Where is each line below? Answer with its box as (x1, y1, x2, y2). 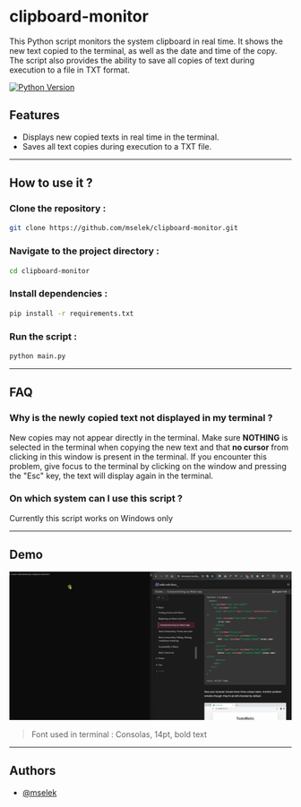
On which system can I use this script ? (9, 493, 184, 505)
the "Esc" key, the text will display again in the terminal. (9, 470, 213, 481)
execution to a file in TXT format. (9, 64, 130, 75)
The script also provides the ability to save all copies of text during (9, 55, 255, 65)
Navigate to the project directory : (9, 245, 159, 257)
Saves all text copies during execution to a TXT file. (21, 141, 212, 151)
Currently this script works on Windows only (9, 512, 173, 523)
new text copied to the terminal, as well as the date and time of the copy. (9, 45, 278, 56)
